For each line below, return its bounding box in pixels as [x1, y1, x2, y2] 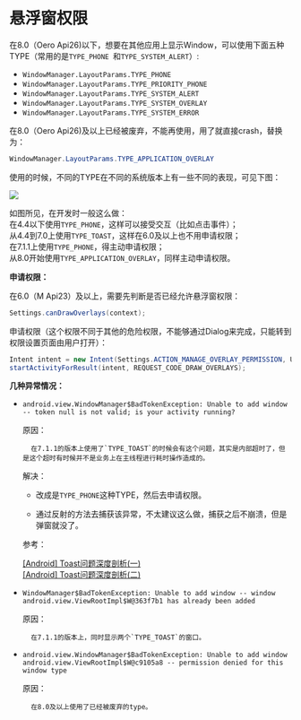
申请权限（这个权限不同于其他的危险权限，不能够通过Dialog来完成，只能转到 [9, 325, 292, 336]
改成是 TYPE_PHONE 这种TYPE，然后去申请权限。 [35, 490, 207, 500]
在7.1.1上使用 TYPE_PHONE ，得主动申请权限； [9, 241, 165, 252]
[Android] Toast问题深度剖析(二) [21, 569, 142, 580]
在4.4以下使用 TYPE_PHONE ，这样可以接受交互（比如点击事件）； [9, 219, 239, 230]
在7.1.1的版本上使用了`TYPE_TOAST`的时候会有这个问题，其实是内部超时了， [30, 445, 279, 454]
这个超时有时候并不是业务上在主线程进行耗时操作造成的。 [29, 454, 210, 463]
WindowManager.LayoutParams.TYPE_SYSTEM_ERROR [21, 108, 200, 117]
